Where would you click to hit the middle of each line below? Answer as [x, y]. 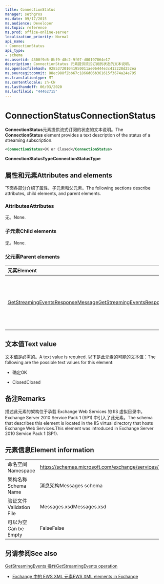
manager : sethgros [24, 14]
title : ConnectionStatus [30, 10]
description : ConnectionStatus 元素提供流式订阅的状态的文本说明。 [69, 64]
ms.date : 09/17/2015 [26, 19]
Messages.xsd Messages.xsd [73, 507]
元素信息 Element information [50, 450]
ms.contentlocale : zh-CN [30, 82]
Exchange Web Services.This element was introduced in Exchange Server [79, 428]
